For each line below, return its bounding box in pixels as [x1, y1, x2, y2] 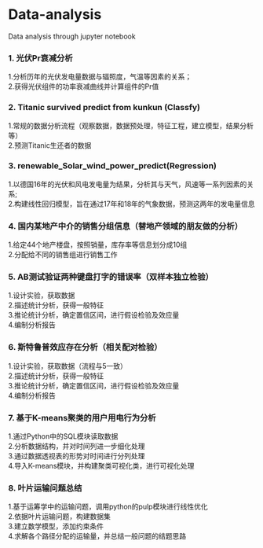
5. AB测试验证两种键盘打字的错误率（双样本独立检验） [8, 271, 214, 282]
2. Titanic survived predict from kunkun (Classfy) [8, 102, 200, 113]
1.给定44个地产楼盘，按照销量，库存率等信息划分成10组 [8, 240, 188, 249]
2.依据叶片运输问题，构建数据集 [8, 512, 111, 521]
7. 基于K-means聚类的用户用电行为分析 [8, 412, 156, 423]
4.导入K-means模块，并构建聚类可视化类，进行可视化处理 [8, 462, 195, 471]
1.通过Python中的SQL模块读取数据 [8, 432, 119, 441]
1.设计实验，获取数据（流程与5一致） [8, 361, 128, 370]
